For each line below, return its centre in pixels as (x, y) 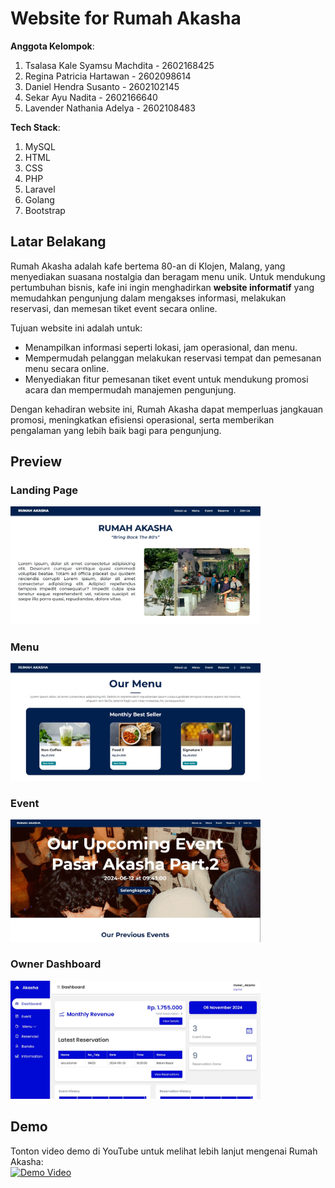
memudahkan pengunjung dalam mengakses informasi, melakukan (148, 298)
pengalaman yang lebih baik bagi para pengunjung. (116, 430)
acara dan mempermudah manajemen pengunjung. (130, 389)
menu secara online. (67, 368)
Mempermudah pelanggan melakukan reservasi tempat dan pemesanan (173, 358)
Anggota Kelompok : (52, 46)
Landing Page (44, 490)
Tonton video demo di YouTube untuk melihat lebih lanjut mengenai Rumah (164, 1151)
